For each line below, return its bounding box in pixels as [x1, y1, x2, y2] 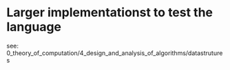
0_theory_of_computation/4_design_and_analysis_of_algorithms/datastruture [6, 49, 223, 57]
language [6, 19, 62, 35]
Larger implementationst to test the [6, 5, 213, 20]
